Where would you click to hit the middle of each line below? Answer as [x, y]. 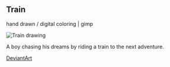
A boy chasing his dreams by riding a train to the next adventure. [85, 46]
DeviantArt [19, 58]
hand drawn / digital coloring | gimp [50, 24]
